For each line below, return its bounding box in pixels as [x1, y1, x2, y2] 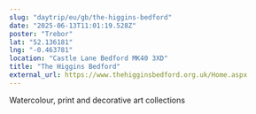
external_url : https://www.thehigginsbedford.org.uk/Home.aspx [9, 71, 248, 80]
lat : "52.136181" [9, 37, 74, 47]
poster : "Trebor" [9, 29, 74, 38]
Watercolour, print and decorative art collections [9, 95, 186, 105]
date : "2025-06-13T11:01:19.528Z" [9, 21, 137, 30]
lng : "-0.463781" [9, 46, 74, 55]
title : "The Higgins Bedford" [9, 63, 121, 72]
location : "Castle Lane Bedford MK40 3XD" [9, 54, 168, 63]
